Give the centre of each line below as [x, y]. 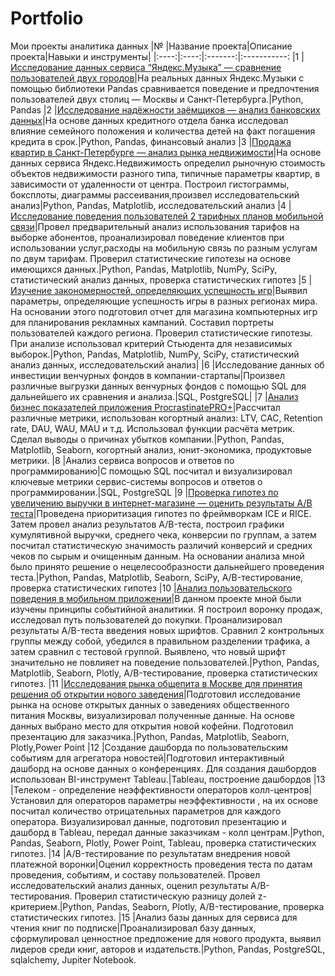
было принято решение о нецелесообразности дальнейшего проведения [167, 566]
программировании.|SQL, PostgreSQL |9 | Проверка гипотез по [144, 492]
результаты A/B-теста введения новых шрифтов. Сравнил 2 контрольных [167, 630]
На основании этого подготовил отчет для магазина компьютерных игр [164, 311]
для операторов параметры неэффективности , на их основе [187, 800]
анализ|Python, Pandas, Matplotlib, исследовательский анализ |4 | [151, 205]
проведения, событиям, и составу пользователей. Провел [135, 874]
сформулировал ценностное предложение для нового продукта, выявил [166, 938]
